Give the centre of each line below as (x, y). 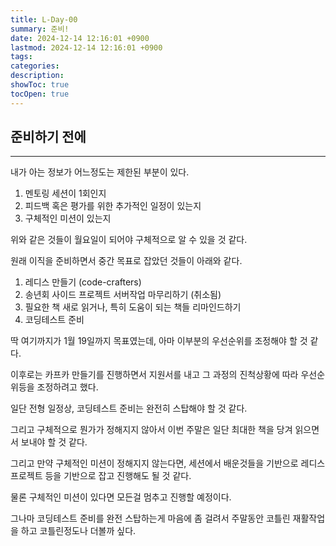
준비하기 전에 (48, 137)
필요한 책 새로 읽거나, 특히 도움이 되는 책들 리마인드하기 (133, 307)
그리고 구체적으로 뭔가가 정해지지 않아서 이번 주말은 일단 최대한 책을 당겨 (151, 430)
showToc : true (40, 85)
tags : (21, 57)
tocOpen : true (40, 94)
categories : (35, 66)
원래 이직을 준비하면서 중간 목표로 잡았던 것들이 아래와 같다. (126, 261)
